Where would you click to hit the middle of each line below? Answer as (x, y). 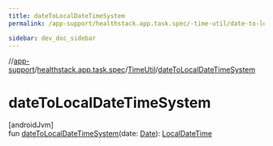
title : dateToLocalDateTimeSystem (67, 16)
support (22, 70)
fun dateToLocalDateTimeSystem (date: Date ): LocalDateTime (110, 134)
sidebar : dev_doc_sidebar (52, 38)
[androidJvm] (31, 125)
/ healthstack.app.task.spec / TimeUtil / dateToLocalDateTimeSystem (145, 70)
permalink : (27, 24)
